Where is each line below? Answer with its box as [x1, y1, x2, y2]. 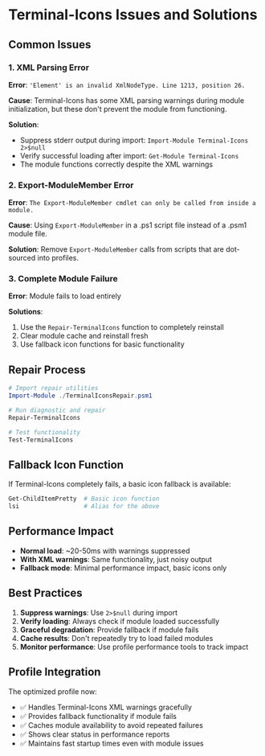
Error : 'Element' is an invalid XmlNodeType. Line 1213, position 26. [8, 80, 246, 89]
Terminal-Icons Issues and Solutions [8, 6, 258, 24]
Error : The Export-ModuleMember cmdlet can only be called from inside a [8, 198, 256, 207]
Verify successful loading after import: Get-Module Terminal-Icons [19, 150, 239, 160]
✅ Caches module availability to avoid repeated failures [19, 720, 203, 729]
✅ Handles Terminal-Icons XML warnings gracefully [19, 702, 193, 712]
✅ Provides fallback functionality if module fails [19, 711, 177, 721]
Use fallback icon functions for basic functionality [19, 339, 185, 349]
